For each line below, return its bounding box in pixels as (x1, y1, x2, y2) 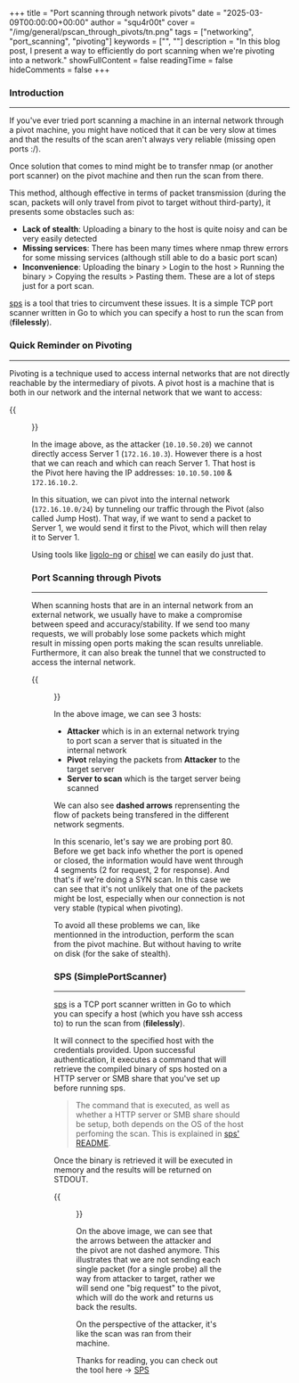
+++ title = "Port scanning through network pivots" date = (9, 8, 222, 18)
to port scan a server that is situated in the (66, 735, 222, 745)
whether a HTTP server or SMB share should (75, 1109, 240, 1120)
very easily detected (21, 234, 98, 244)
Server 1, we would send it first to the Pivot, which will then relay (31, 522, 268, 533)
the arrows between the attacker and (76, 1235, 212, 1247)
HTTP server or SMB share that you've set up (53, 1074, 221, 1084)
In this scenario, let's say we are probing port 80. (53, 836, 234, 846)
